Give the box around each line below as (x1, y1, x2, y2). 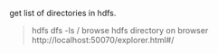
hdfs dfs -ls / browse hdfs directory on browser (31, 25, 209, 35)
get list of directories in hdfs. (9, 8, 117, 18)
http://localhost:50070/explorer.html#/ (31, 35, 175, 45)
